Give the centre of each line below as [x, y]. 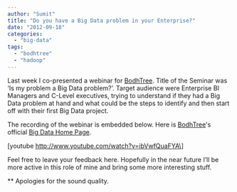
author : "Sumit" [31, 14]
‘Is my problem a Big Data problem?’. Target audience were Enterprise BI [113, 88]
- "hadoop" [30, 60]
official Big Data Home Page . [49, 132]
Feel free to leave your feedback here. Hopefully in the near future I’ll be [113, 159]
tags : [15, 47]
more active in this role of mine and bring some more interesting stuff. [110, 167]
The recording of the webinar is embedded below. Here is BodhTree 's [109, 124]
